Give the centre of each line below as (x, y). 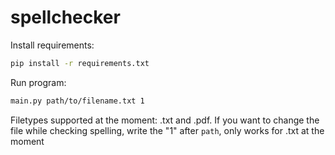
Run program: (38, 82)
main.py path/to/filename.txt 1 (77, 101)
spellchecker (65, 17)
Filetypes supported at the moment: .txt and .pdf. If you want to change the (165, 120)
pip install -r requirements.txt (80, 63)
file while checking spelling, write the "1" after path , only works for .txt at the (167, 130)
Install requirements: (52, 45)
